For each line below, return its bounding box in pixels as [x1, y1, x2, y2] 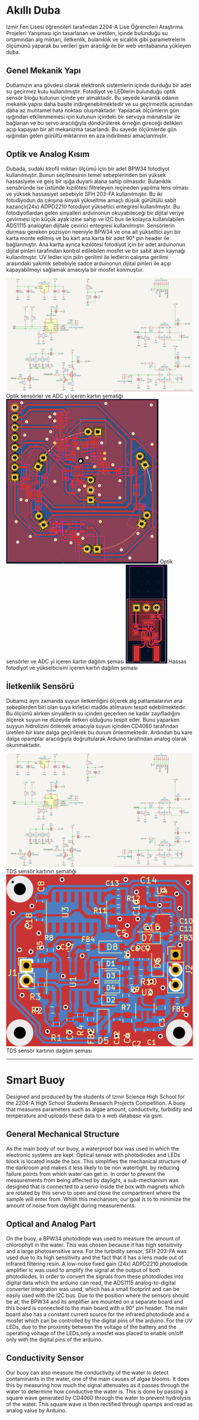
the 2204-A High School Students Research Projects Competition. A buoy [6, 1100, 186, 1107]
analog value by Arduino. [6, 1406, 67, 1414]
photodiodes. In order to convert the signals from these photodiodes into [6, 1273, 184, 1280]
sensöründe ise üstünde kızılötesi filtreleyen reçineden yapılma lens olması [6, 184, 188, 191]
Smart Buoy [6, 1074, 65, 1087]
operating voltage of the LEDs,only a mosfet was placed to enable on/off [6, 1329, 184, 1337]
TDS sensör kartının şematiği [6, 867, 77, 875]
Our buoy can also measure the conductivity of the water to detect [6, 1369, 169, 1376]
